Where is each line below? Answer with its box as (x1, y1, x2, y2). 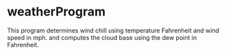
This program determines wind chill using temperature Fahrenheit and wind (7, 26, 220, 34)
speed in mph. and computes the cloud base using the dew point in (7, 33, 197, 41)
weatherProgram (7, 4, 106, 20)
